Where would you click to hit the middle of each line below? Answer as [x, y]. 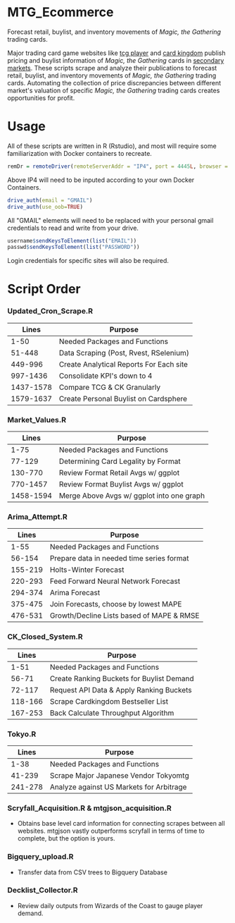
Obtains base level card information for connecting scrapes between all [121, 824]
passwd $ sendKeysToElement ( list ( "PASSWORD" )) [74, 247]
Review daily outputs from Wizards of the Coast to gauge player [110, 905]
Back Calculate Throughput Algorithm [112, 713]
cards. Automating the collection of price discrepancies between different [114, 82]
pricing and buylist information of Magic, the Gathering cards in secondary [116, 60]
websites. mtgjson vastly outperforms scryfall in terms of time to [111, 831]
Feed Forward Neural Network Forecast [115, 581]
